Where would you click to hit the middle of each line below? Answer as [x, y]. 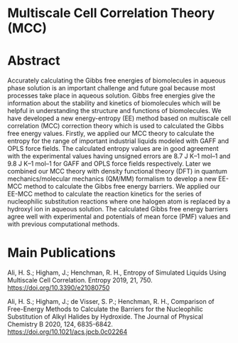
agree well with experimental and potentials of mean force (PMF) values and [119, 217]
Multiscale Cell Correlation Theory [111, 13]
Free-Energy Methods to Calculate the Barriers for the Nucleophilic [106, 309]
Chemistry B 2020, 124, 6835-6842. [60, 324]
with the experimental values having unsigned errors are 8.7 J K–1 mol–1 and [119, 156]
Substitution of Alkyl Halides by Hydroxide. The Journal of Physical [106, 317]
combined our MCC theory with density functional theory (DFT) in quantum [117, 171]
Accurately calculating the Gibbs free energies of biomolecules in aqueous [117, 80]
